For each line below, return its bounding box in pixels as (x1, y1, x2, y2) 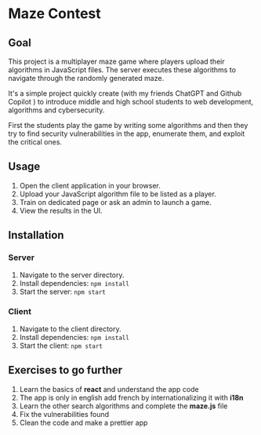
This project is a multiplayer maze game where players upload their (8, 57, 225, 66)
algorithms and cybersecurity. (8, 105, 105, 115)
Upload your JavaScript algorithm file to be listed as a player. (19, 189, 217, 199)
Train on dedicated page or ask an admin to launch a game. (19, 197, 212, 207)
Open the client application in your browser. (19, 181, 161, 190)
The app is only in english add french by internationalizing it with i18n (19, 393, 245, 402)
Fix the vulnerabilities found (19, 409, 110, 419)
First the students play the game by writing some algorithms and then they (8, 121, 248, 130)
